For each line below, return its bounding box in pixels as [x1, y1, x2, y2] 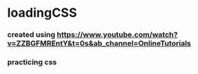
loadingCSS [7, 5, 78, 21]
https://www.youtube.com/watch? [57, 30, 178, 40]
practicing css [7, 57, 57, 67]
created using [7, 30, 56, 40]
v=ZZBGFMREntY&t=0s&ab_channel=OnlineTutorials [7, 38, 191, 48]
